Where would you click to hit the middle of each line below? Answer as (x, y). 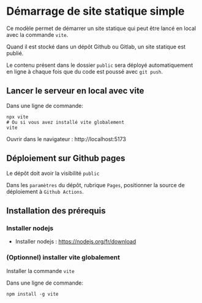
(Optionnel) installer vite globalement (63, 258)
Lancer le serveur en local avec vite (75, 91)
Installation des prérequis (56, 211)
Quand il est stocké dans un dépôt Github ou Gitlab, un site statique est (96, 47)
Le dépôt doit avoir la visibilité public (53, 173)
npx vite (17, 117)
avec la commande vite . (37, 34)
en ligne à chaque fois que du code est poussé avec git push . (85, 71)
